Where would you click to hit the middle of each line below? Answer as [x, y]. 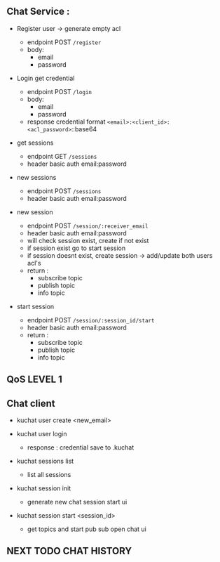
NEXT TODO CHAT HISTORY [69, 551]
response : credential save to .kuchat [81, 447]
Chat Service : [38, 12]
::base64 [84, 129]
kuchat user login [42, 434]
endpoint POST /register [64, 42]
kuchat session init [44, 488]
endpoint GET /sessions [62, 156]
